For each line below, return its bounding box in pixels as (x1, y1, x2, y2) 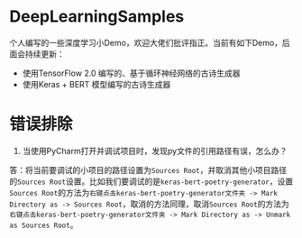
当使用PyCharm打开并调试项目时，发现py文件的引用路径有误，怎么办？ (22, 145, 288, 156)
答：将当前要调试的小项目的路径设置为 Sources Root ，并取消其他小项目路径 (9, 164, 287, 175)
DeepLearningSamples (9, 6, 185, 27)
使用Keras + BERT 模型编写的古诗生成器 (22, 78, 171, 89)
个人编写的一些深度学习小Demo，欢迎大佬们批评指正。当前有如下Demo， (9, 37, 282, 48)
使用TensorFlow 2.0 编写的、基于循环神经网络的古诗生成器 (22, 68, 241, 78)
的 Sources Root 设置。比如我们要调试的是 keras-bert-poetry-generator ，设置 (9, 176, 294, 187)
